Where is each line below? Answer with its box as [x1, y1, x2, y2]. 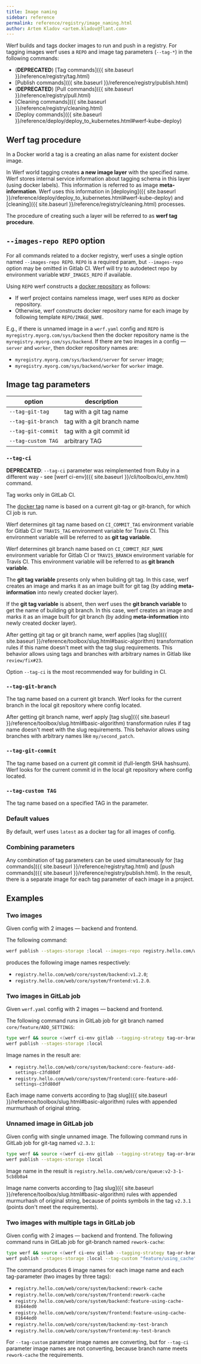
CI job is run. [6, 509, 38, 516]
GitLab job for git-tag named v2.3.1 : [6, 1140, 96, 1147]
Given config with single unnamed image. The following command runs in [6, 1133, 187, 1140]
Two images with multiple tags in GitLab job [6, 1219, 136, 1227]
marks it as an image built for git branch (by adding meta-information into [6, 613, 190, 620]
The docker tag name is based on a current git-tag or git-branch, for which [6, 502, 191, 510]
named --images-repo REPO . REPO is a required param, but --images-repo [6, 258, 184, 265]
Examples [6, 893, 44, 903]
